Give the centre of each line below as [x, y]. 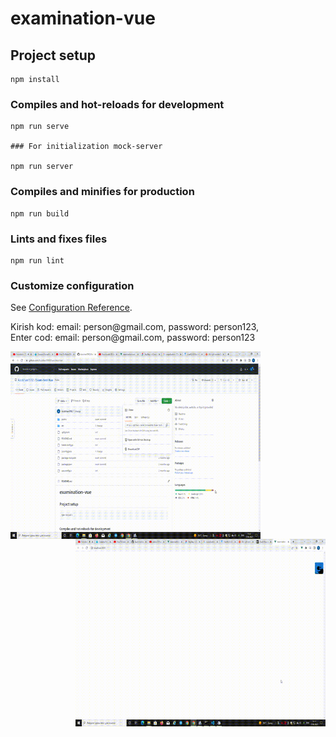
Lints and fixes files [59, 239]
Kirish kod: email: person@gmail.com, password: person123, [135, 327]
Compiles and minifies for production [102, 192]
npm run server [42, 167]
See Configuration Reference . [71, 308]
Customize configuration [72, 285]
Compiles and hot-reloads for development [117, 104]
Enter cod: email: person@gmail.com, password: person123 [133, 338]
